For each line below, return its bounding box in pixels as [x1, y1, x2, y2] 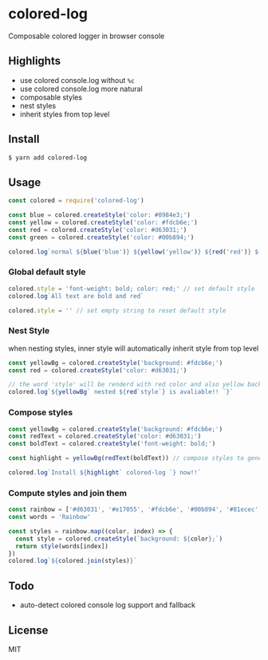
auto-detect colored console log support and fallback [19, 600, 195, 610]
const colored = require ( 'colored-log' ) [8, 197, 145, 205]
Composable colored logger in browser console [8, 31, 165, 41]
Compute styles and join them [8, 487, 128, 498]
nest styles [19, 100, 57, 110]
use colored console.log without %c [19, 75, 136, 84]
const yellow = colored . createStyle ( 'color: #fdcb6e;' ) [8, 218, 198, 226]
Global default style [8, 266, 86, 277]
